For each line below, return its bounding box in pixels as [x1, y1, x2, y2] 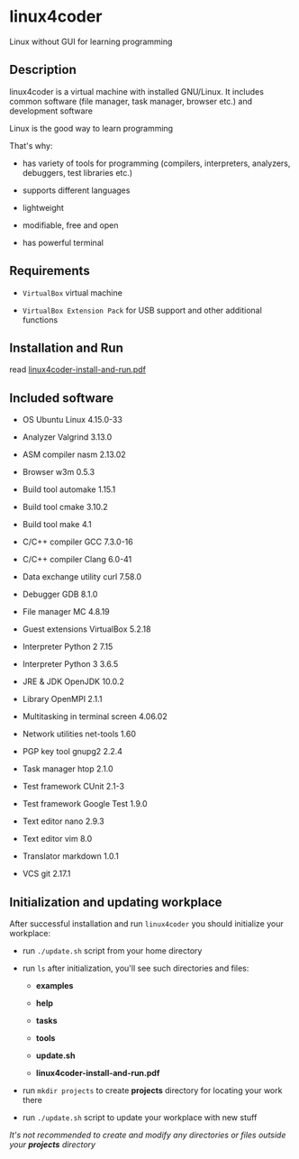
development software [9, 105, 93, 116]
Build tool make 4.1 [22, 519, 92, 530]
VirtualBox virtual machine [22, 287, 123, 298]
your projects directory [9, 1139, 96, 1150]
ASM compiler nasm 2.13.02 [22, 449, 126, 461]
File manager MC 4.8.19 [22, 607, 110, 617]
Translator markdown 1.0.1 [22, 851, 119, 862]
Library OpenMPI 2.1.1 [22, 694, 103, 705]
